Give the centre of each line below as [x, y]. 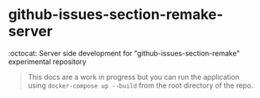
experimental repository [47, 62]
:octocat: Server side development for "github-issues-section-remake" [124, 53]
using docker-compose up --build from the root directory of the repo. [140, 85]
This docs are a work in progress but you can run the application [134, 77]
